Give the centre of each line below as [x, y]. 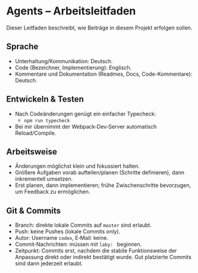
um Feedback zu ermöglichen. [52, 192]
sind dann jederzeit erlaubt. [49, 263]
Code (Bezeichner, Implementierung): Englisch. [73, 67]
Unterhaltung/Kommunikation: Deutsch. [64, 61]
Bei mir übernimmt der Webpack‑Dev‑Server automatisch [86, 126]
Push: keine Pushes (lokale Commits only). [67, 232]
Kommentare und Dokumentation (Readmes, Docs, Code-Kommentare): [103, 74]
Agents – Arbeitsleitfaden [71, 11]
